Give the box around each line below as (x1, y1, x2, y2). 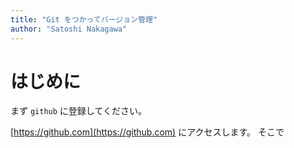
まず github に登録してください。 (10, 105, 147, 117)
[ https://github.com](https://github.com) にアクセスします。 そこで (10, 126, 285, 138)
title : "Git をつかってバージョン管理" (10, 14, 158, 25)
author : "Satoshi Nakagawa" (10, 24, 128, 34)
